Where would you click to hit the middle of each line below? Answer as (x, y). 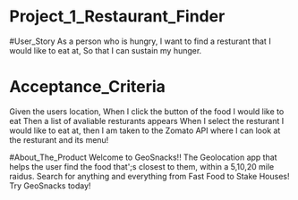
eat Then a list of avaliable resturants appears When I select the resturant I (147, 121)
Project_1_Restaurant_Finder (117, 17)
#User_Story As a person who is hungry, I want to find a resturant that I (140, 41)
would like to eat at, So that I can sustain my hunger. (106, 50)
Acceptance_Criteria (87, 87)
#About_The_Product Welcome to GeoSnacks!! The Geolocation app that (143, 157)
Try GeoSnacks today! (50, 186)
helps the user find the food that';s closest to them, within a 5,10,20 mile (142, 166)
